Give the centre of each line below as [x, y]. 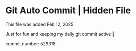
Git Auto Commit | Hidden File [68, 11]
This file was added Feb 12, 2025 [39, 24]
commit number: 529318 [31, 44]
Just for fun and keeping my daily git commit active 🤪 [60, 34]
